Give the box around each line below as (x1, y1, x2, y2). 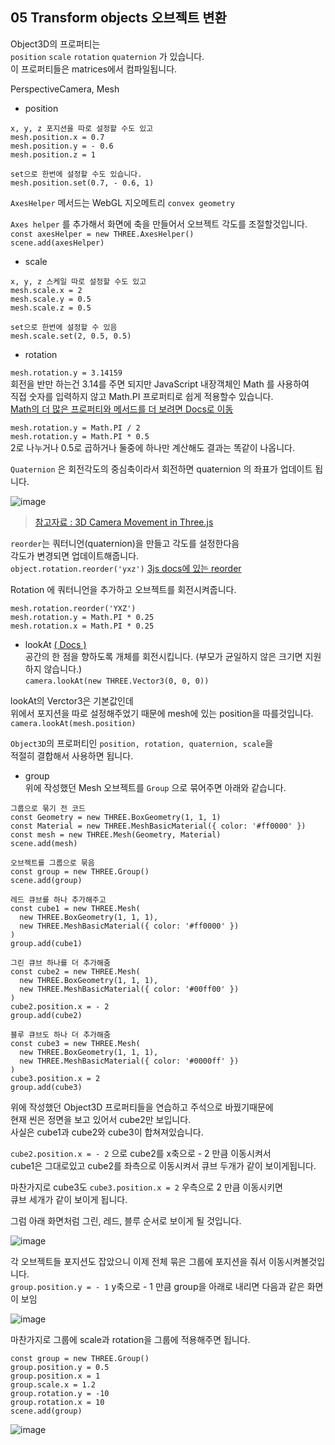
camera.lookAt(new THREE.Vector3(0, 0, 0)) (24, 676, 210, 686)
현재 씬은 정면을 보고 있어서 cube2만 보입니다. (10, 1113, 192, 1125)
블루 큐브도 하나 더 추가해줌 (10, 1029, 111, 1040)
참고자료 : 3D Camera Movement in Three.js (34, 516, 214, 528)
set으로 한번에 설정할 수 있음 (10, 322, 118, 332)
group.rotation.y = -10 (10, 1388, 110, 1398)
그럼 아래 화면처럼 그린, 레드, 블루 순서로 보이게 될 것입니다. (10, 1214, 242, 1227)
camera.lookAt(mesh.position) (10, 718, 137, 728)
